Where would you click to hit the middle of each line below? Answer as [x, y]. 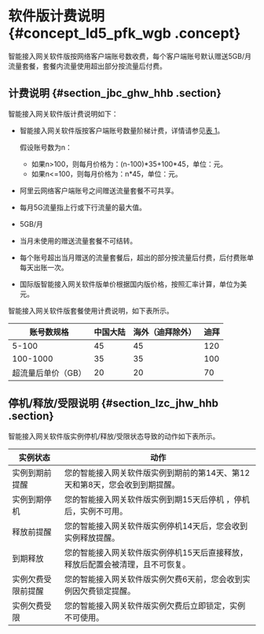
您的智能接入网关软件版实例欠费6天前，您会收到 [153, 579]
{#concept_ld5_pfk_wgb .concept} [125, 33]
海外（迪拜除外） [165, 332]
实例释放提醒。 [92, 538]
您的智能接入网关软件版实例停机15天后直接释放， [156, 552]
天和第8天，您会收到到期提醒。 [122, 484]
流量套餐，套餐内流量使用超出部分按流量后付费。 [87, 66]
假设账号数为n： [46, 147]
